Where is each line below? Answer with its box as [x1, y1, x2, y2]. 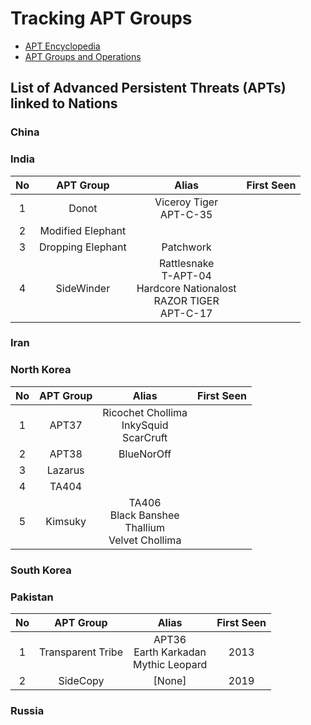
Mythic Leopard [132, 657, 208, 671]
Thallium [124, 520, 166, 534]
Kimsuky [45, 514, 87, 528]
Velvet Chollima [108, 533, 182, 547]
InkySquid [121, 418, 169, 432]
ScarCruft [121, 430, 168, 444]
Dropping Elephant [39, 240, 127, 254]
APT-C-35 [159, 207, 213, 221]
